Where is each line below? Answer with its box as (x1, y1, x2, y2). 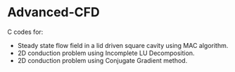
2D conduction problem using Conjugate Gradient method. (17, 56, 188, 64)
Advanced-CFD (7, 4, 100, 20)
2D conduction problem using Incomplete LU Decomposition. (17, 49, 195, 57)
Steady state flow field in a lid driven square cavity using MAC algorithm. (17, 41, 229, 49)
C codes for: (7, 28, 44, 36)
